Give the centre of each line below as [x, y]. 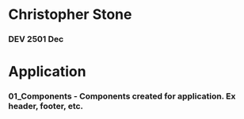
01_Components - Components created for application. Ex [122, 96]
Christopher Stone [70, 15]
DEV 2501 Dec [36, 39]
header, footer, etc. [46, 106]
